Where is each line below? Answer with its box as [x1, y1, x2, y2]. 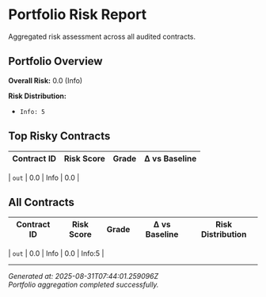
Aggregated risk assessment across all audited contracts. [8, 32, 196, 41]
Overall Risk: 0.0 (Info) [8, 75, 83, 85]
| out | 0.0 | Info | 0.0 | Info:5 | [8, 249, 104, 258]
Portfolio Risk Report [8, 6, 147, 24]
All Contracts [8, 196, 75, 209]
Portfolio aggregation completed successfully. [8, 280, 159, 290]
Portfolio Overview [8, 55, 103, 68]
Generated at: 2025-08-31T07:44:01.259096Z [8, 272, 159, 281]
